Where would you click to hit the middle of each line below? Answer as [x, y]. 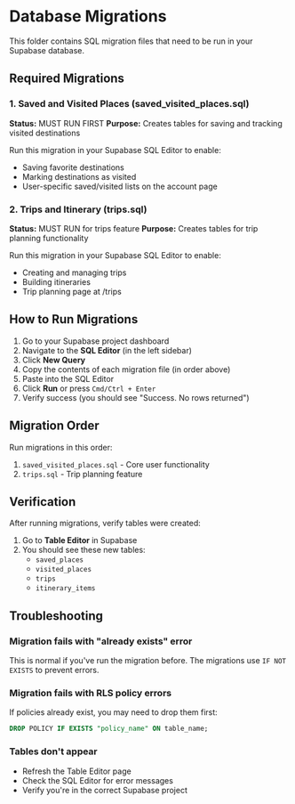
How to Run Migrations [74, 319]
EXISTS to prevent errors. [54, 670]
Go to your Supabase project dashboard [96, 341]
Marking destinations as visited [79, 176]
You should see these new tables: [84, 550]
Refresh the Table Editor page [76, 771]
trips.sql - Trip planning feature [82, 474]
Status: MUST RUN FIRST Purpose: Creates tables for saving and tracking [146, 123]
